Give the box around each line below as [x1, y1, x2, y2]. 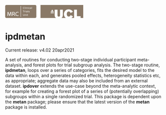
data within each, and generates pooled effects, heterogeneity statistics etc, [5, 72, 161, 79]
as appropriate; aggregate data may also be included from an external [5, 78, 148, 84]
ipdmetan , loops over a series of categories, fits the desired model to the [5, 67, 155, 73]
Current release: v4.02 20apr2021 [5, 47, 74, 53]
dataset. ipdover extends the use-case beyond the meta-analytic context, [5, 83, 156, 89]
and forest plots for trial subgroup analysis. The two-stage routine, [24, 62, 160, 68]
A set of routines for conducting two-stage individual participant [5, 57, 136, 63]
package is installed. [5, 104, 47, 110]
